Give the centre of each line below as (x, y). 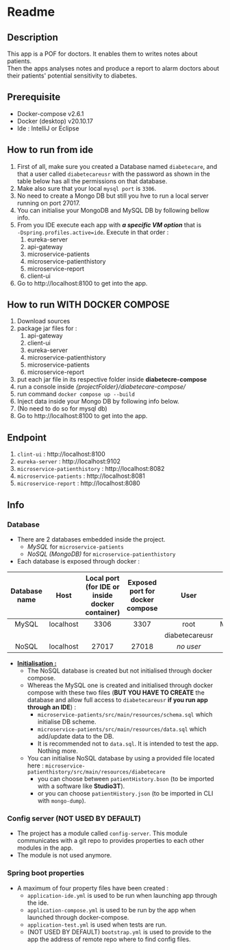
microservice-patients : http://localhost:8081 (81, 476)
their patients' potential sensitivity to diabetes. (72, 76)
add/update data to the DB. (76, 736)
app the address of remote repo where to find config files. (109, 939)
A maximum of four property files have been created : (93, 888)
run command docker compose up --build (76, 394)
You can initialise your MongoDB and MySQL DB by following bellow (113, 210)
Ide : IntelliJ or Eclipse (48, 128)
